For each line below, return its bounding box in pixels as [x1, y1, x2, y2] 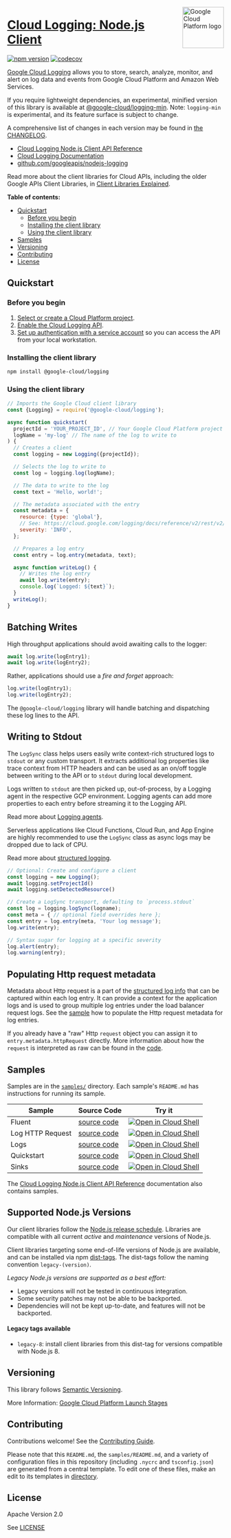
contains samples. [7, 1187, 59, 1195]
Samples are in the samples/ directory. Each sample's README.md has [7, 1081, 199, 1090]
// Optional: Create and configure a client [7, 867, 137, 874]
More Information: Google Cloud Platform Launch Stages [7, 1398, 168, 1407]
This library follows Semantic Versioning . [7, 1385, 123, 1394]
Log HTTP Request [10, 1128, 72, 1138]
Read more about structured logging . [7, 853, 112, 862]
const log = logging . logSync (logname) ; [7, 905, 122, 912]
